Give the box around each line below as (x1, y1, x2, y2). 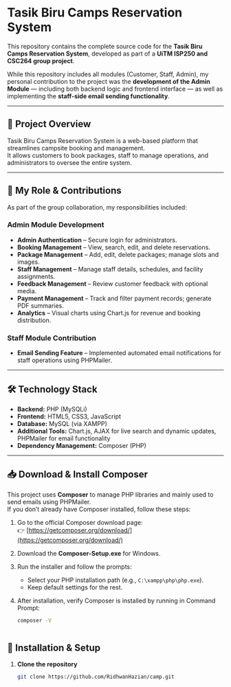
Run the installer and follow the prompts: (16, 562, 132, 571)
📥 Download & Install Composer (7, 469, 148, 480)
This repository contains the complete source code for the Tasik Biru (7, 42, 203, 50)
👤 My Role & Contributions (7, 185, 122, 196)
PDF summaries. (16, 301, 64, 310)
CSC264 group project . (7, 56, 75, 65)
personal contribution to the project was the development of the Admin (7, 77, 211, 85)
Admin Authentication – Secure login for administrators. (16, 236, 177, 244)
